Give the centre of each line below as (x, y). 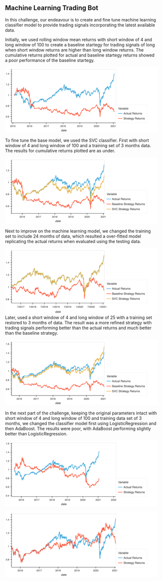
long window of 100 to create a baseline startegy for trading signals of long (80, 45)
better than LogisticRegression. (36, 434)
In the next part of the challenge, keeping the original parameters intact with (81, 413)
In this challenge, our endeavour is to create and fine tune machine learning (81, 19)
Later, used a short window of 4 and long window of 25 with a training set (79, 317)
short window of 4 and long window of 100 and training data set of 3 (73, 418)
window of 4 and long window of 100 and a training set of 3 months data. (78, 146)
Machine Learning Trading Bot (52, 8)
